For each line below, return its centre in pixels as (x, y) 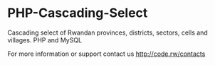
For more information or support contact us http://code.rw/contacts (106, 54)
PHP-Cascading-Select (78, 13)
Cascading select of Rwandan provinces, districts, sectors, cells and (107, 32)
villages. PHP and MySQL (45, 40)
